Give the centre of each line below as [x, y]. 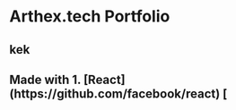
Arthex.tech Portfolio [90, 17]
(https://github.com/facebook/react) [115, 93]
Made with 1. [45, 79]
